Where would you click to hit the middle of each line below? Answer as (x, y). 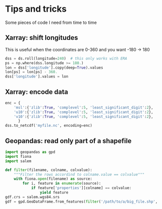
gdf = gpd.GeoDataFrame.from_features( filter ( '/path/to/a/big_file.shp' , (81, 201)
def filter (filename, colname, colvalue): (49, 170)
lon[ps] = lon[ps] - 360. (31, 72)
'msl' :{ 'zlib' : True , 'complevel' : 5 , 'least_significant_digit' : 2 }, (83, 107)
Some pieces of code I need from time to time (51, 22)
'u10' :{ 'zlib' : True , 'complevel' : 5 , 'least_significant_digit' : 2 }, (83, 112)
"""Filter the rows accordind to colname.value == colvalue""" (79, 174)
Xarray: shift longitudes (42, 38)
